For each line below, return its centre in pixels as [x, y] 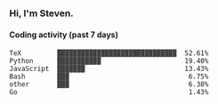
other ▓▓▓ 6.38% [109, 84]
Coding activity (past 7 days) [64, 35]
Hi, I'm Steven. [41, 13]
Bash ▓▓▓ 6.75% [109, 77]
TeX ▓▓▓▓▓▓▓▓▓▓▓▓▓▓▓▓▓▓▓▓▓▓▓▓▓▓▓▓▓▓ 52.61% [109, 53]
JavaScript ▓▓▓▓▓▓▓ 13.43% [109, 69]
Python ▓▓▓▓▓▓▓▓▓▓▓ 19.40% [109, 61]
